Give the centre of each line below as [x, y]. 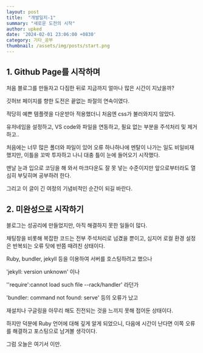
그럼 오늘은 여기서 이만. [34, 344]
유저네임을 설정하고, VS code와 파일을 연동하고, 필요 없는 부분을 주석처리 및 [96, 127]
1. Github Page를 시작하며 [53, 72]
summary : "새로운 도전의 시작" [41, 23]
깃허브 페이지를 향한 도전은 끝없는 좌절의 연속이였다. [68, 100]
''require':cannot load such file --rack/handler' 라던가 [73, 284]
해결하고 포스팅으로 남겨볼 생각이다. [55, 331]
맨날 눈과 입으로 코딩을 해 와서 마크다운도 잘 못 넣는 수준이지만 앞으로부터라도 [98, 167]
